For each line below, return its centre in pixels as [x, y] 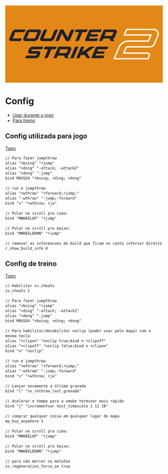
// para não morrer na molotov [38, 461]
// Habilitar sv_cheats [30, 286]
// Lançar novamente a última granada [45, 386]
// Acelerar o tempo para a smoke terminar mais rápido [64, 401]
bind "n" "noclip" [24, 351]
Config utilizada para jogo [46, 136]
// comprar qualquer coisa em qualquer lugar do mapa [62, 416]
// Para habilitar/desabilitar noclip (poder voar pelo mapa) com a [78, 331]
